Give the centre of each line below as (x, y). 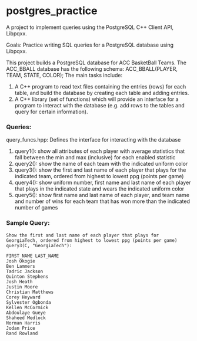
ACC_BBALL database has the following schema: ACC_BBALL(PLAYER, (92, 68)
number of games (36, 208)
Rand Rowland (22, 333)
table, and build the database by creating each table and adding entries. (102, 93)
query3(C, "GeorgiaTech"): (39, 245)
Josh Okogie (21, 261)
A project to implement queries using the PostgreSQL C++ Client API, (90, 27)
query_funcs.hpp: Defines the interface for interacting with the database (94, 140)
